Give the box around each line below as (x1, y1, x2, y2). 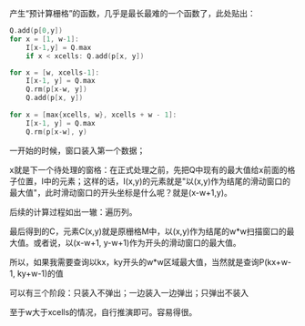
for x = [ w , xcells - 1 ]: (9, 67, 100, 77)
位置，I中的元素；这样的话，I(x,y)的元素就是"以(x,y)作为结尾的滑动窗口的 (16, 176, 291, 187)
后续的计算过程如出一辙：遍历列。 (9, 206, 137, 217)
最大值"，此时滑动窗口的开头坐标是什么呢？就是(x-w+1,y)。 (9, 187, 232, 198)
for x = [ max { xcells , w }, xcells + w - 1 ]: (9, 110, 178, 119)
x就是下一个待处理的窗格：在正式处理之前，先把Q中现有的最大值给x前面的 (9, 164, 288, 175)
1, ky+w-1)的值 (9, 268, 64, 279)
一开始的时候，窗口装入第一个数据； (9, 145, 146, 156)
